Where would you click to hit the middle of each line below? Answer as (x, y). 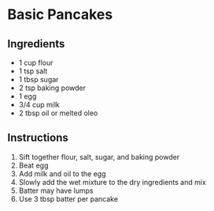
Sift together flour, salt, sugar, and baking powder (99, 156)
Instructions (38, 138)
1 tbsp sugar (39, 79)
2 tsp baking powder (52, 88)
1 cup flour (36, 62)
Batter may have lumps (56, 190)
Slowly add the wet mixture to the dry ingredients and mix (112, 182)
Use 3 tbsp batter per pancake (68, 198)
